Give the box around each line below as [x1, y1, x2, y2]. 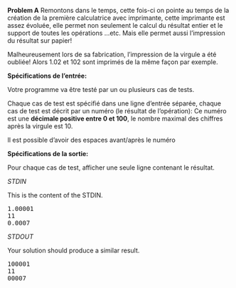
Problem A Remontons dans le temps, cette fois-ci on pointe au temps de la [7, 6, 230, 14]
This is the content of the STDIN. [7, 191, 103, 199]
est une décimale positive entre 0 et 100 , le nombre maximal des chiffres [7, 114, 223, 123]
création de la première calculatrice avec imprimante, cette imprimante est [7, 14, 225, 22]
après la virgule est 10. [7, 122, 73, 130]
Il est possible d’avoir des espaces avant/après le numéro [7, 135, 176, 144]
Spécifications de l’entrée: [7, 71, 87, 80]
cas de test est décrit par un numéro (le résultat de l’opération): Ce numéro [7, 107, 227, 115]
